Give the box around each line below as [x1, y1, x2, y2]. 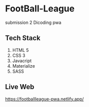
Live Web [5, 83, 35, 91]
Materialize [12, 63, 36, 69]
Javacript [12, 58, 32, 64]
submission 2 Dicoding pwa [5, 19, 62, 25]
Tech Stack [5, 34, 41, 42]
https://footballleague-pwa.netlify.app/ [5, 96, 84, 102]
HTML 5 [12, 47, 29, 53]
